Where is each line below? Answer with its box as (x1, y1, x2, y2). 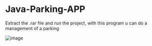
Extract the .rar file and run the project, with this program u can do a (5, 20, 147, 26)
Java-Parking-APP (5, 3, 86, 15)
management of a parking (5, 25, 59, 31)
